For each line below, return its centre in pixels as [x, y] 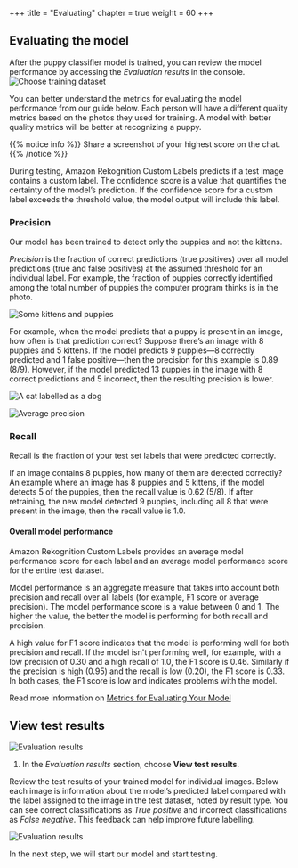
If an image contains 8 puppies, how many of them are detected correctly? [146, 473]
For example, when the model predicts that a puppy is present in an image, [146, 332]
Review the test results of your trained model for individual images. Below [144, 782]
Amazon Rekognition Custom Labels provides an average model [126, 551]
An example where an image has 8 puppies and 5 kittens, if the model [137, 483]
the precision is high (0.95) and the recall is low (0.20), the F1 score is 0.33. [147, 671]
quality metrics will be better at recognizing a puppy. [105, 127]
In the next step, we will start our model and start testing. [113, 854]
